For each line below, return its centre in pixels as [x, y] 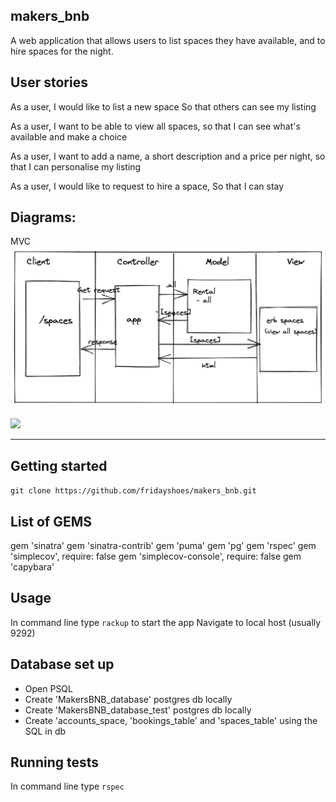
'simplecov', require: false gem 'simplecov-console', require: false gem [156, 556]
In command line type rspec [67, 786]
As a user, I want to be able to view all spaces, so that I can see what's [155, 126]
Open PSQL [48, 688]
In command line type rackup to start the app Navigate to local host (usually [166, 622]
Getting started [59, 465]
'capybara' [32, 566]
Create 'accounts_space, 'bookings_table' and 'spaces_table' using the [171, 720]
